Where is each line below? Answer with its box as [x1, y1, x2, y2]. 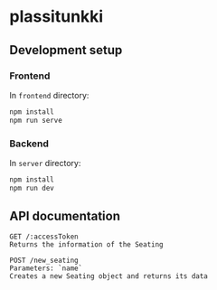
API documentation [9, 209, 120, 224]
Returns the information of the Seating [9, 240, 165, 249]
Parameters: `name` [9, 264, 83, 273]
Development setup [9, 42, 123, 58]
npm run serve [9, 116, 63, 125]
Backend [9, 137, 50, 150]
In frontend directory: [9, 89, 90, 100]
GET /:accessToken [9, 232, 79, 241]
